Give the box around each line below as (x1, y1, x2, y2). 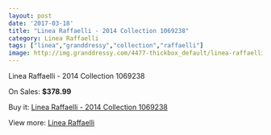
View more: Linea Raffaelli (8, 118, 95, 127)
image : (8, 49, 31, 57)
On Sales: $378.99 (8, 87, 72, 96)
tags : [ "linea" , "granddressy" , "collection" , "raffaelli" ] (8, 42, 204, 50)
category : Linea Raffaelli (8, 34, 99, 43)
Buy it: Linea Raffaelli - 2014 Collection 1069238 (8, 102, 168, 112)
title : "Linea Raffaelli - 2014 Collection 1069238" (8, 27, 190, 35)
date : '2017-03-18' (8, 19, 74, 27)
